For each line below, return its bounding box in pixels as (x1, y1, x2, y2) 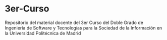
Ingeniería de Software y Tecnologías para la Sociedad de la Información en (5, 24, 162, 30)
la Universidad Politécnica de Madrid (5, 30, 81, 36)
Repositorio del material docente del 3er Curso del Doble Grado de (5, 19, 143, 25)
